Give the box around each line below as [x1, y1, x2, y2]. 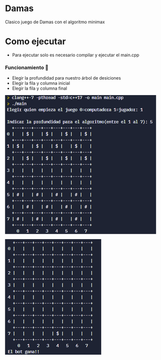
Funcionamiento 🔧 [5, 64, 48, 71]
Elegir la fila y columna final [12, 85, 67, 91]
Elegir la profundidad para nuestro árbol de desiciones [12, 75, 121, 81]
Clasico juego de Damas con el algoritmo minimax [5, 19, 105, 25]
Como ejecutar [5, 36, 66, 47]
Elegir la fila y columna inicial [12, 81, 70, 86]
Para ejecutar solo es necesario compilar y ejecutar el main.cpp [12, 52, 140, 58]
